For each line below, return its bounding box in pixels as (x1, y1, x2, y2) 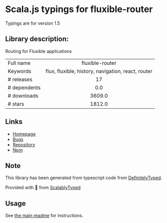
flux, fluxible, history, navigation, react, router (45, 67, 152, 75)
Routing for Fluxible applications (5, 48, 72, 54)
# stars (8, 100, 24, 107)
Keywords (8, 67, 32, 75)
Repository (12, 141, 35, 147)
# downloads (8, 92, 39, 99)
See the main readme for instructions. (5, 212, 83, 218)
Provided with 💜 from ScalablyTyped (5, 185, 81, 191)
